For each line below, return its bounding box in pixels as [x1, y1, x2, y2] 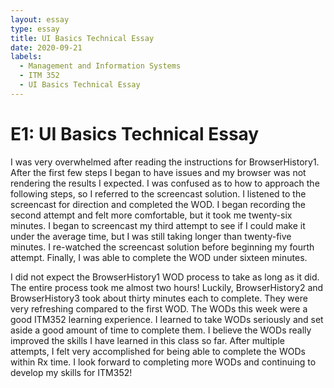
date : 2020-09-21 [10, 42, 83, 53]
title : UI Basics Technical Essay [10, 33, 155, 43]
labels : [10, 52, 43, 62]
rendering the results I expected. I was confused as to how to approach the [10, 177, 320, 189]
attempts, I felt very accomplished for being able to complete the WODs [10, 345, 306, 357]
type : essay [10, 24, 60, 34]
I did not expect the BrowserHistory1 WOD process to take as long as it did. [10, 271, 320, 283]
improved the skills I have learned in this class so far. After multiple [10, 334, 285, 346]
